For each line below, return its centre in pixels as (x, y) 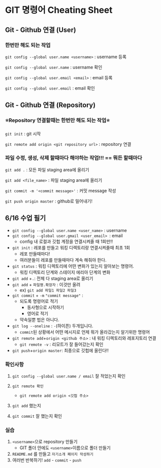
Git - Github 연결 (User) (41, 30)
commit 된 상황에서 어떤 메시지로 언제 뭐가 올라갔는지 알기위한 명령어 (85, 332)
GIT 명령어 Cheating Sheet (59, 10)
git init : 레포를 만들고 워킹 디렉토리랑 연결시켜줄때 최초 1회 (71, 247)
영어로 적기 (37, 313)
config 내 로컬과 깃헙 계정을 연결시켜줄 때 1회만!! (66, 241)
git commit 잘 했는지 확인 (37, 416)
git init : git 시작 (23, 134)
